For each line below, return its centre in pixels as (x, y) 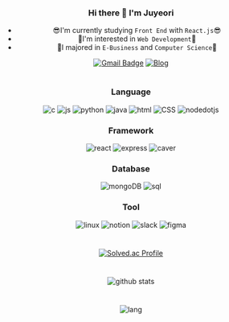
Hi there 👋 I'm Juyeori (131, 13)
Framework (131, 130)
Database (131, 169)
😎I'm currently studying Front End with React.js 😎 (137, 31)
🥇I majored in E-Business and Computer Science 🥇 (137, 47)
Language (131, 92)
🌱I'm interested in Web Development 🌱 (137, 39)
